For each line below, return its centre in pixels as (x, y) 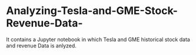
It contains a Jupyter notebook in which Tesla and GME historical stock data (98, 39)
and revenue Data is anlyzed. (41, 46)
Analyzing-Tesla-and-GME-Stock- (92, 11)
